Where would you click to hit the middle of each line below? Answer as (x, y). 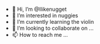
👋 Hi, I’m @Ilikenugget (39, 9)
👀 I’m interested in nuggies (45, 15)
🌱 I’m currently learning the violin (53, 22)
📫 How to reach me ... (40, 35)
